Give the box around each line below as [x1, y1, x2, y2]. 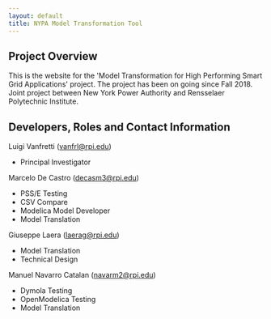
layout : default [8, 11, 63, 20]
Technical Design [19, 254, 78, 264]
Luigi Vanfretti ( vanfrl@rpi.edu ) [8, 142, 112, 151]
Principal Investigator [19, 157, 91, 167]
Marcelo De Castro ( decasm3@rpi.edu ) [8, 173, 140, 183]
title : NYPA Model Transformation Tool [8, 19, 143, 28]
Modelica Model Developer [19, 206, 111, 215]
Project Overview [8, 49, 98, 63]
